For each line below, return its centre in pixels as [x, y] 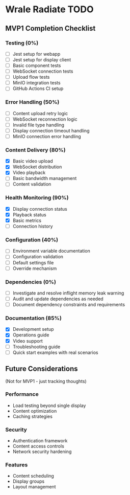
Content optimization [35, 411]
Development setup [33, 329]
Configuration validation [38, 257]
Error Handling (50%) [32, 102]
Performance [22, 394]
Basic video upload [33, 161]
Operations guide [31, 335]
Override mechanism [35, 268]
